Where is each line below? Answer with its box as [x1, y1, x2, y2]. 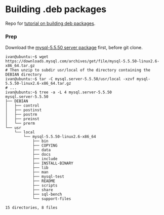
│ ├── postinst [5, 107, 42, 113]
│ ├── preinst [5, 117, 39, 122]
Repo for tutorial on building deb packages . [5, 20, 96, 26]
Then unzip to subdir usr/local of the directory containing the [10, 67, 151, 73]
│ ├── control [5, 103, 39, 109]
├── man [32, 170, 49, 175]
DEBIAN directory [5, 72, 42, 77]
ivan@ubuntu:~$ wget [5, 54, 49, 59]
